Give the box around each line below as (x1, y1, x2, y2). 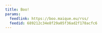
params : (5, 12, 21, 16)
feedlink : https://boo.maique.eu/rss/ (9, 16, 89, 21)
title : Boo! (5, 7, 29, 12)
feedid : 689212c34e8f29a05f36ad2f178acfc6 (9, 20, 98, 26)
